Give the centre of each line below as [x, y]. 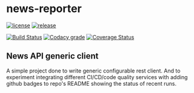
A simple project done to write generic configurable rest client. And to [93, 71]
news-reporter [44, 9]
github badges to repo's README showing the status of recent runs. [92, 83]
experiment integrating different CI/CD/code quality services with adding [97, 77]
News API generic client [52, 56]
